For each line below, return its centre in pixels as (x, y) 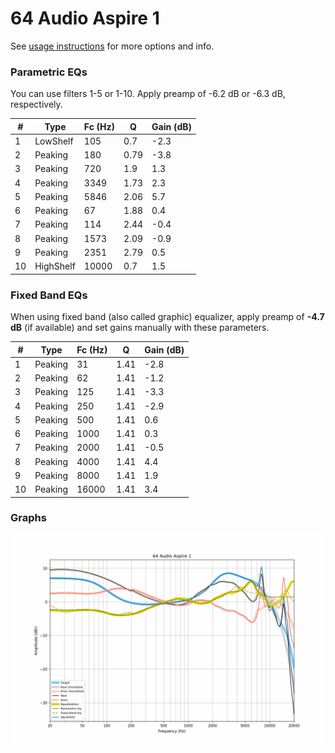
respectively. (36, 104)
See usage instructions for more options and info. (112, 46)
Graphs (28, 518)
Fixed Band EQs (49, 295)
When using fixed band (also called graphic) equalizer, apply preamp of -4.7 (167, 317)
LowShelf (54, 141)
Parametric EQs (49, 72)
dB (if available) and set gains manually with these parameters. (140, 328)
